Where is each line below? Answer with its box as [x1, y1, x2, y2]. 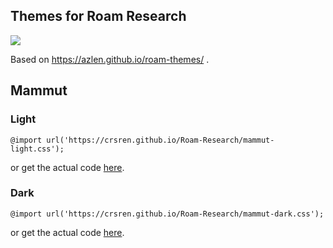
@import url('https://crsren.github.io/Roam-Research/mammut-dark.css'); [10, 209, 325, 219]
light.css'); [10, 144, 65, 154]
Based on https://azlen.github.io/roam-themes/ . [10, 53, 210, 65]
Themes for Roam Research [10, 8, 187, 25]
